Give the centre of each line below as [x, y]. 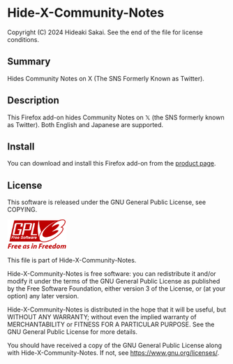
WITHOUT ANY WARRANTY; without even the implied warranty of [102, 317]
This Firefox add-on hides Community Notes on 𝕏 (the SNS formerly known [116, 117]
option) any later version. [43, 296]
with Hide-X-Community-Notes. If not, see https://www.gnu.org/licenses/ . [113, 353]
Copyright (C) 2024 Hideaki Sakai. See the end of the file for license [105, 32]
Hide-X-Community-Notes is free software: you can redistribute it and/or [112, 274]
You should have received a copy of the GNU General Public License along [114, 345]
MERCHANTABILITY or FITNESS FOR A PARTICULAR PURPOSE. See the [111, 325]
